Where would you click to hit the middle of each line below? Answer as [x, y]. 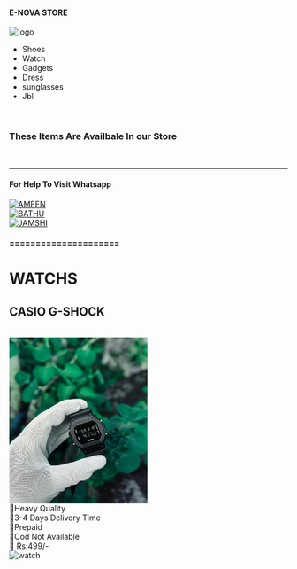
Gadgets [38, 68]
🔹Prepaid [26, 527]
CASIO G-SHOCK [57, 312]
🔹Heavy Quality [38, 509]
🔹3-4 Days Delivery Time [55, 518]
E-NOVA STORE [38, 12]
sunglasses [42, 87]
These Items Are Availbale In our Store [93, 136]
